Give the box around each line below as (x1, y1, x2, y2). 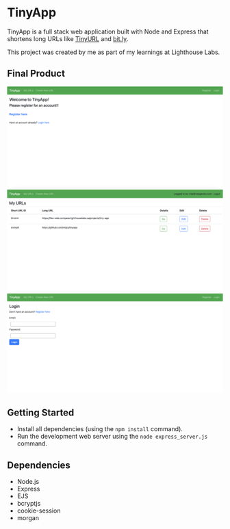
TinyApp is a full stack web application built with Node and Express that (7, 27, 209, 36)
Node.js (16, 478, 40, 486)
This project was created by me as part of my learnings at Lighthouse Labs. (7, 48, 220, 56)
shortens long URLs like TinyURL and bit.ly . (7, 34, 129, 42)
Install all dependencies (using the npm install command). (16, 425, 183, 433)
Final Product (7, 68, 65, 79)
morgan (16, 514, 40, 522)
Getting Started (7, 407, 75, 418)
